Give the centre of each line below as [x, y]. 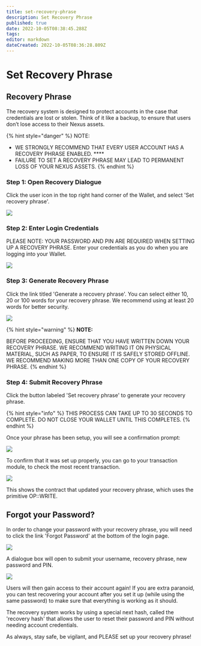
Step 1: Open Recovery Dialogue [54, 182]
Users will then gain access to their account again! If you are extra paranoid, [100, 588]
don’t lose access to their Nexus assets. [55, 124]
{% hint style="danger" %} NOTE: [48, 136]
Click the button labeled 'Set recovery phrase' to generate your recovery [96, 395]
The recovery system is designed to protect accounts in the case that [92, 111]
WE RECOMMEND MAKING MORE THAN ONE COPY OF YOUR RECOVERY [98, 360]
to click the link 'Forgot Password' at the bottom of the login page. [88, 536]
